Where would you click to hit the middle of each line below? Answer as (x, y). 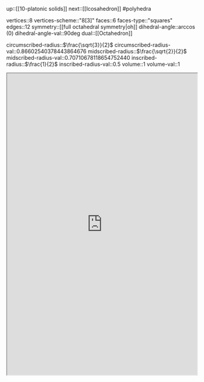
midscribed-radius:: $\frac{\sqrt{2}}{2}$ (137, 51)
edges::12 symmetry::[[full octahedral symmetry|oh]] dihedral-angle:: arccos (101, 27)
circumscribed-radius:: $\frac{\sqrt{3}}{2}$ (60, 45)
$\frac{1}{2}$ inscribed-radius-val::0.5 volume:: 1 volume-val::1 (102, 64)
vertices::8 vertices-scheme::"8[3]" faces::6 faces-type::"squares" (90, 20)
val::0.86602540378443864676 (46, 51)
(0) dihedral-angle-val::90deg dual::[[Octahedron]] (69, 33)
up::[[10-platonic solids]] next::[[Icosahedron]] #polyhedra (79, 9)
